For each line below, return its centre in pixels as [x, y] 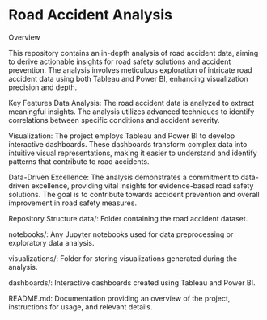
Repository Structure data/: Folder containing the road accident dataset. [128, 218]
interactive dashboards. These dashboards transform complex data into [128, 144]
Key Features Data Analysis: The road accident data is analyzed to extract [131, 103]
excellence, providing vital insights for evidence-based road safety [142, 185]
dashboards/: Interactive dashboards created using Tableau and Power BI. [132, 282]
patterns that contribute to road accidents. [79, 161]
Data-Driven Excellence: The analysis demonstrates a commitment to [124, 177]
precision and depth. [43, 87]
